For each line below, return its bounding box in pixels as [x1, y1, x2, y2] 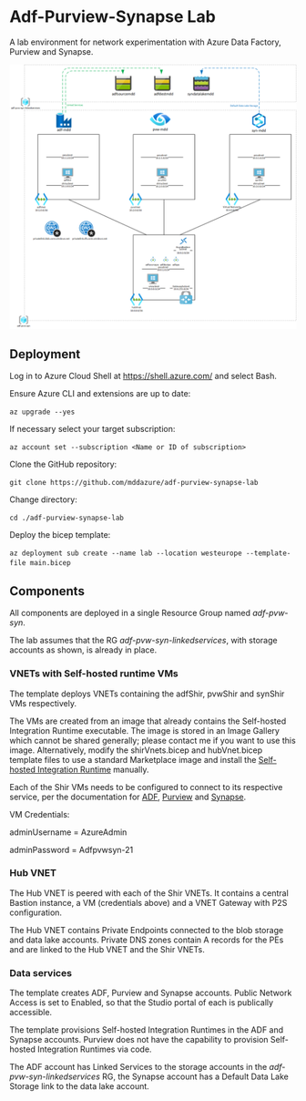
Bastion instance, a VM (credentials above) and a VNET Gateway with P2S [9, 897, 288, 908]
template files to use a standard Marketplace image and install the [9, 754, 257, 765]
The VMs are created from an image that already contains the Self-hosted [9, 715, 287, 726]
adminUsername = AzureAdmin [9, 827, 127, 838]
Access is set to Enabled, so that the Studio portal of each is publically [9, 997, 274, 1008]
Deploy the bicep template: [9, 530, 111, 540]
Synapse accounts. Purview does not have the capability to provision [9, 1034, 269, 1045]
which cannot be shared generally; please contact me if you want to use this [9, 735, 296, 746]
